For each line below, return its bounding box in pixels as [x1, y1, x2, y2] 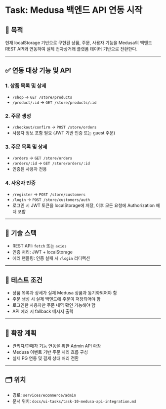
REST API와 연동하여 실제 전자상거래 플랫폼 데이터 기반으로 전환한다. [5, 46, 138, 52]
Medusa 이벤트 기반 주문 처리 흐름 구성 [12, 349, 88, 355]
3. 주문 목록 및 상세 [5, 143, 48, 150]
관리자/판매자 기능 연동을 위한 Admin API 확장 [12, 343, 101, 349]
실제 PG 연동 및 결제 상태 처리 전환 [12, 355, 79, 361]
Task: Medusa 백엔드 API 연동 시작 [5, 4, 143, 16]
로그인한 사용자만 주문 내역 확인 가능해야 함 [12, 302, 96, 308]
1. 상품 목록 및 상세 [5, 82, 46, 89]
